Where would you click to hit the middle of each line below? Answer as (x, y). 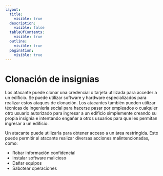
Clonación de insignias (52, 79)
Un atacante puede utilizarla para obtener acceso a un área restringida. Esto (82, 133)
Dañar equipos (27, 163)
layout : (13, 10)
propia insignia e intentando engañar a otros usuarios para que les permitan (81, 118)
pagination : (22, 50)
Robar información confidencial (44, 153)
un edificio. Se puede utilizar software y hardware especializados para (76, 98)
